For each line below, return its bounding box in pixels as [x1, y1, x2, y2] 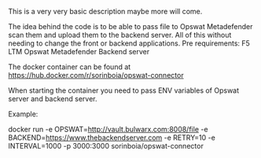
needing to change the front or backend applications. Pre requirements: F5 [8, 39, 250, 48]
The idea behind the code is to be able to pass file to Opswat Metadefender [8, 22, 253, 31]
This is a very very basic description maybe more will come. [8, 7, 203, 16]
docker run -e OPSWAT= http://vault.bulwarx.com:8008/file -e [8, 125, 208, 134]
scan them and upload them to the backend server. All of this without [8, 31, 232, 39]
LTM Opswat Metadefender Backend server [8, 47, 150, 56]
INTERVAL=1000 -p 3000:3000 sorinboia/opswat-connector [8, 141, 204, 150]
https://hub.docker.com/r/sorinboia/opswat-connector [8, 71, 184, 79]
